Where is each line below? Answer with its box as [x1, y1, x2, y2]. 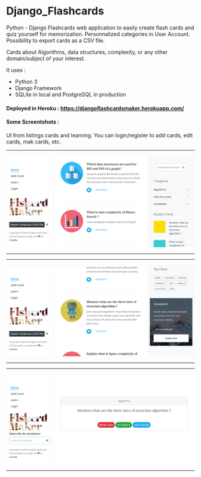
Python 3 [14, 78, 38, 85]
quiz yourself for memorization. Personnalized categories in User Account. [6, 30, 190, 37]
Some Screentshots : [6, 118, 60, 125]
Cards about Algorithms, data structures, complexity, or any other [6, 48, 168, 55]
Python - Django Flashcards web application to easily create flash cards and [6, 24, 194, 31]
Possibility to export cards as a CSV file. [6, 37, 105, 44]
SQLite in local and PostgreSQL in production [14, 91, 127, 98]
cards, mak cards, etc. [6, 138, 62, 145]
